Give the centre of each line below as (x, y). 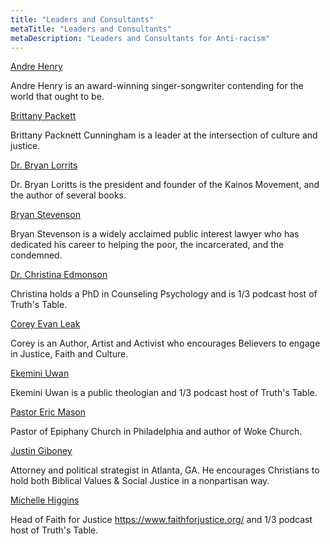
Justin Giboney (41, 451)
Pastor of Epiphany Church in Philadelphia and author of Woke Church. (156, 432)
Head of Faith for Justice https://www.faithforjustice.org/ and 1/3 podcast (161, 520)
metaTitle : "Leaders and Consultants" (91, 29)
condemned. (36, 255)
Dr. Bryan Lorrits (44, 165)
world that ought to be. (57, 97)
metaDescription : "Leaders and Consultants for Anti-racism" (140, 38)
